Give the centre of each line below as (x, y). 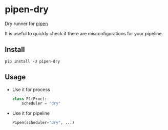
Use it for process (31, 89)
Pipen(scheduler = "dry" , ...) (43, 123)
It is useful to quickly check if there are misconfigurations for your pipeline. (84, 33)
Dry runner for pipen (26, 24)
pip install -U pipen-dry (32, 61)
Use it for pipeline (31, 113)
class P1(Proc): (29, 99)
